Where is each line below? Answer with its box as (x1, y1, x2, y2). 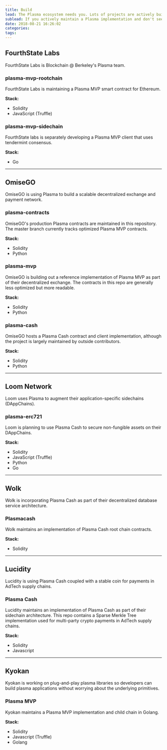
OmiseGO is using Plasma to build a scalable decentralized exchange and (5, 191, 156, 197)
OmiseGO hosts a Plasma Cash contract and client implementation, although (5, 333, 162, 339)
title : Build (5, 7, 32, 12)
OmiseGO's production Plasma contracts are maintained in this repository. (5, 220, 157, 226)
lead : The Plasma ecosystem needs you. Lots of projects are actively (5, 12, 155, 17)
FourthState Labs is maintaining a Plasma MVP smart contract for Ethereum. (5, 86, 161, 92)
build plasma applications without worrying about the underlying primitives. (5, 685, 160, 691)
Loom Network (5, 382, 52, 390)
